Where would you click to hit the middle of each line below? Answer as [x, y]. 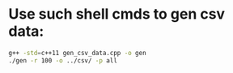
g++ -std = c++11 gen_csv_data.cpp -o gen [78, 53]
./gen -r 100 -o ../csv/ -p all [63, 60]
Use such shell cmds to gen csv [116, 14]
